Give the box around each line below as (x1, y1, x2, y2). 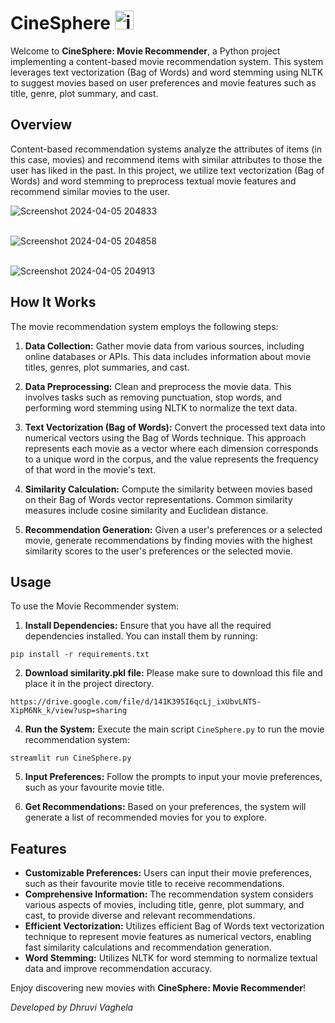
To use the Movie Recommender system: (10, 600, 179, 612)
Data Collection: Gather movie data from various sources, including (24, 340, 305, 352)
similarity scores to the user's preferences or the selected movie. (24, 545, 293, 557)
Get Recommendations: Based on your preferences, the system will (24, 801, 307, 813)
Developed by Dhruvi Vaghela (10, 1001, 134, 1014)
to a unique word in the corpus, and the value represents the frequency (24, 453, 319, 465)
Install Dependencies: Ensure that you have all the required (24, 620, 272, 632)
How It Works (10, 294, 97, 311)
